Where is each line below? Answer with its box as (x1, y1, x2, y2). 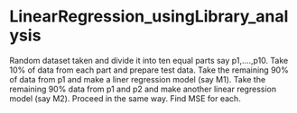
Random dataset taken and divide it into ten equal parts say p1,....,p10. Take (9, 55, 289, 65)
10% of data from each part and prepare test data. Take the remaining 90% (9, 65, 289, 75)
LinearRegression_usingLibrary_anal (9, 6, 289, 27)
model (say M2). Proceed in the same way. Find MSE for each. (9, 92, 241, 104)
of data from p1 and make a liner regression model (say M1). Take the (9, 74, 266, 84)
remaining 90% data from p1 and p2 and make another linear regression (9, 83, 277, 94)
